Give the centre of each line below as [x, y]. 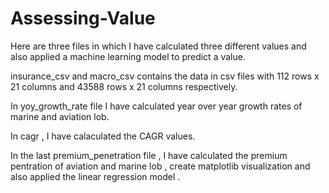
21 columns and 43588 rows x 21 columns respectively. [124, 86]
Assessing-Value [83, 18]
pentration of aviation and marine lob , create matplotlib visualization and [160, 166]
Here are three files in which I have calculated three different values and [158, 46]
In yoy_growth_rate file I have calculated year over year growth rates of [156, 106]
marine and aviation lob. [60, 116]
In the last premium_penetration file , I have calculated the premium [149, 155]
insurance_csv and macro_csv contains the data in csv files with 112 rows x [165, 76]
